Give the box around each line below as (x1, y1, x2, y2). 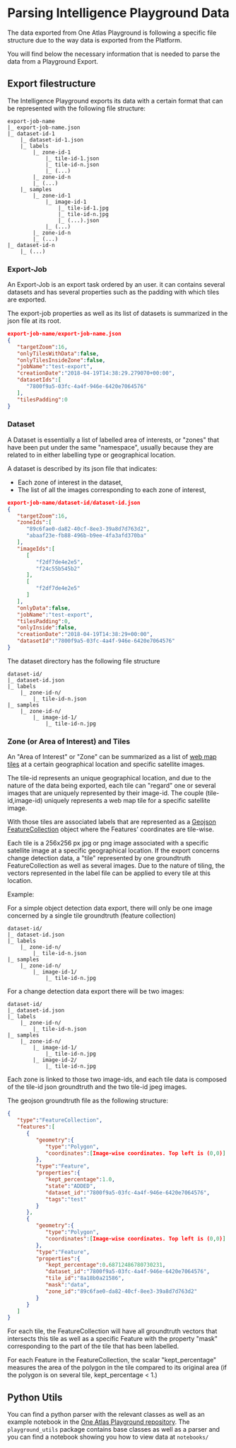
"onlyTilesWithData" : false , (16, 350, 100, 357)
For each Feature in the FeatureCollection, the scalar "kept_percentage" (7, 1356, 217, 1364)
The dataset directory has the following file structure (7, 656, 160, 665)
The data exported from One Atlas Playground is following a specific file (7, 28, 217, 37)
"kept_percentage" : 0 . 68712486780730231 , (45, 1262, 166, 1269)
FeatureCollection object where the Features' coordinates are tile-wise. (7, 825, 214, 833)
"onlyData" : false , (16, 604, 71, 612)
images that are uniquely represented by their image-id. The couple (7, 789, 204, 797)
